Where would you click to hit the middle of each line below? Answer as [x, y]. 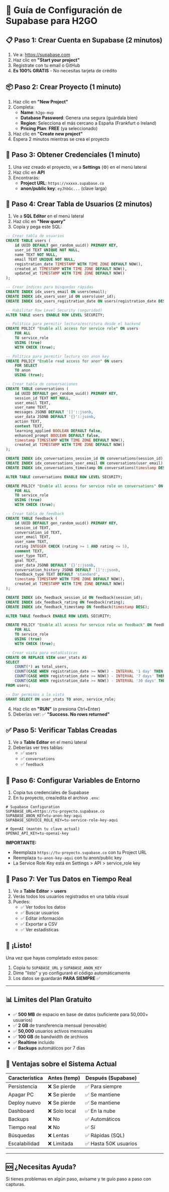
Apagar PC [21, 1095]
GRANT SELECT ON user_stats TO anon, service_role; [61, 699]
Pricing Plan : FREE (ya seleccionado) [59, 128]
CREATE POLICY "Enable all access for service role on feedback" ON [79, 625]
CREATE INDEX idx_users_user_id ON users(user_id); [61, 296]
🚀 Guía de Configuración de [64, 10]
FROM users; [18, 685]
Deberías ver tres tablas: [38, 747]
